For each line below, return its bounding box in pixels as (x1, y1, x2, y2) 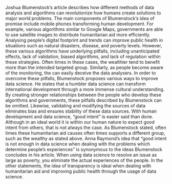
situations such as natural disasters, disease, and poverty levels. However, (5, 43, 162, 48)
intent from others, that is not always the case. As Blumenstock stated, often (5, 124, 166, 131)
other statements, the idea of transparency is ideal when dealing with (5, 163, 152, 169)
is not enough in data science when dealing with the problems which (5, 141, 150, 147)
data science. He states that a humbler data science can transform (5, 81, 146, 87)
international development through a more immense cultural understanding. (5, 86, 165, 92)
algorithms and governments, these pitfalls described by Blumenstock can (5, 97, 162, 103)
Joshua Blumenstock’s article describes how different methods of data (5, 5, 155, 10)
